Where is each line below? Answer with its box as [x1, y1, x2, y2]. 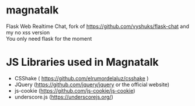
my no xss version [6, 29, 50, 36]
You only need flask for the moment [6, 35, 92, 42]
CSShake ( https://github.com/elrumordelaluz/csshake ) [14, 75, 149, 82]
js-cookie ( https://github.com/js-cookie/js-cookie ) [14, 87, 135, 94]
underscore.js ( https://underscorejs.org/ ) [14, 93, 114, 100]
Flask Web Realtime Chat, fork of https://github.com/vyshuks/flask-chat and [6, 23, 190, 30]
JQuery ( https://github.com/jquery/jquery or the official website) [14, 81, 170, 88]
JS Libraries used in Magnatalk [6, 56, 159, 69]
